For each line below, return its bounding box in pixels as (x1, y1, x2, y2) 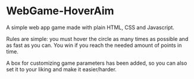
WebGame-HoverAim (6, 4, 114, 18)
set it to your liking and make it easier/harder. (6, 65, 117, 72)
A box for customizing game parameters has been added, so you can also (6, 59, 187, 67)
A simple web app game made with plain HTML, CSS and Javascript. (6, 24, 174, 31)
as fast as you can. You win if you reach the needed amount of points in (6, 42, 182, 49)
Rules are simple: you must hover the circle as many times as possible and (6, 35, 189, 42)
